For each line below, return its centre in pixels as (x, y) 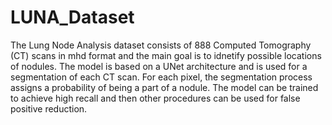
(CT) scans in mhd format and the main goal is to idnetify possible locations (166, 55)
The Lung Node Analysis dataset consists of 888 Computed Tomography (161, 45)
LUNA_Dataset (72, 17)
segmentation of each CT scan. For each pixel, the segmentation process (161, 77)
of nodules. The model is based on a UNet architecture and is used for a (159, 66)
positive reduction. (49, 108)
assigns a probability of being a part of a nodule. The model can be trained (164, 87)
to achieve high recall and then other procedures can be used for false (155, 98)
